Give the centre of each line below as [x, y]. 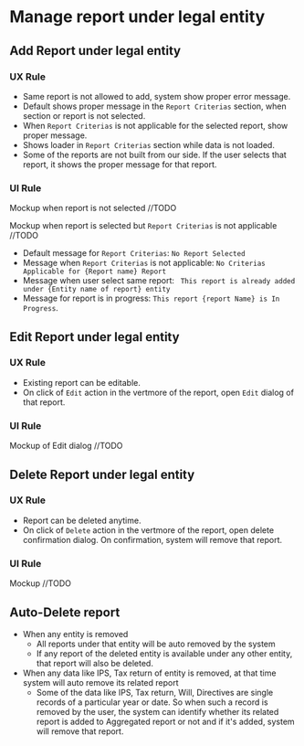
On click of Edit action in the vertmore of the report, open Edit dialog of [158, 392]
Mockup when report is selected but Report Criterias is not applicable [143, 226]
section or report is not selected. [84, 115]
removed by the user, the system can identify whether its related [157, 711]
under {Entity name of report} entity [96, 290]
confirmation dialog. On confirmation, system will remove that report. [152, 539]
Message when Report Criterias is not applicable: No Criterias [144, 263]
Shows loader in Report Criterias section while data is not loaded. [149, 144]
